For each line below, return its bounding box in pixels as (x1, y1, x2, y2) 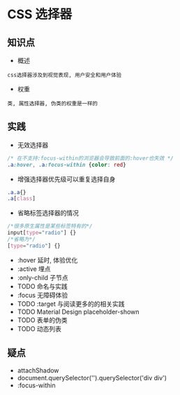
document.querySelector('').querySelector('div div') (17, 373, 167, 382)
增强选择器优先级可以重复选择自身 (17, 174, 116, 183)
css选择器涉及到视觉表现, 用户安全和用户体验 (7, 71, 122, 78)
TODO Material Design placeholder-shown (17, 307, 140, 316)
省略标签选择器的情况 (17, 209, 79, 217)
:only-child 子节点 (17, 273, 68, 282)
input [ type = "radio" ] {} (7, 229, 77, 237)
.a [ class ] (7, 195, 36, 202)
